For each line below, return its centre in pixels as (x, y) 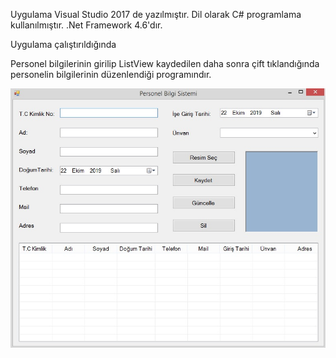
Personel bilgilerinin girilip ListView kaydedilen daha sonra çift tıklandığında (165, 63)
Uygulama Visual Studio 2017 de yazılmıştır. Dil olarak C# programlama (156, 14)
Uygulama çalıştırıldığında (63, 44)
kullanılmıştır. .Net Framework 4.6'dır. (86, 25)
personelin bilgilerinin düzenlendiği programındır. (111, 74)
